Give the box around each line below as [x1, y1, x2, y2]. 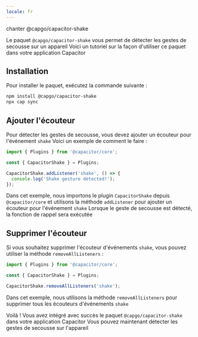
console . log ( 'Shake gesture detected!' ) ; [11, 176, 116, 182]
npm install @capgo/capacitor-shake [6, 93, 97, 100]
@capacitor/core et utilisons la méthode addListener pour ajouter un [6, 198, 173, 205]
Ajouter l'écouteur [6, 115, 75, 125]
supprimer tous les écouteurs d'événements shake [6, 300, 129, 307]
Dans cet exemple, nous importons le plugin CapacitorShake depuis [6, 192, 170, 199]
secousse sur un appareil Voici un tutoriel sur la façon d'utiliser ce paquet [6, 43, 186, 50]
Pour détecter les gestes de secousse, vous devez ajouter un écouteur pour [6, 131, 191, 138]
